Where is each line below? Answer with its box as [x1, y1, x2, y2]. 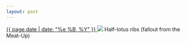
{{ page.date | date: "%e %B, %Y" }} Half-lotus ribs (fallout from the [6, 25, 180, 33]
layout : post [6, 8, 39, 15]
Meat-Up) [6, 32, 30, 39]
